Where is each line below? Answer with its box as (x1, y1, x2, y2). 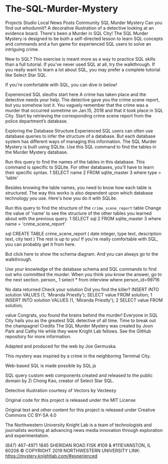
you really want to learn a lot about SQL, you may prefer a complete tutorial (5, 66, 160, 73)
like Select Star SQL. (5, 72, 48, 78)
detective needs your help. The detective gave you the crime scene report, (5, 96, 160, 103)
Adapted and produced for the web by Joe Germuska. (5, 343, 117, 349)
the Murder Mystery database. (5, 149, 68, 155)
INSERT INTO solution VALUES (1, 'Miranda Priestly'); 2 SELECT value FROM (5, 297, 163, 303)
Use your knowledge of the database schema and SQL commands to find (5, 266, 157, 272)
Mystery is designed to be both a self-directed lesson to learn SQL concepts (5, 36, 163, 42)
